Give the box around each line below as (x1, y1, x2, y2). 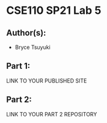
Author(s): (6, 28, 46, 38)
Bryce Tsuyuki (14, 43, 51, 51)
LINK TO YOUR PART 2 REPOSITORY (6, 110, 97, 118)
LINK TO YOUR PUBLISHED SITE (6, 77, 87, 84)
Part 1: (6, 61, 31, 71)
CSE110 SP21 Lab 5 (6, 4, 102, 17)
